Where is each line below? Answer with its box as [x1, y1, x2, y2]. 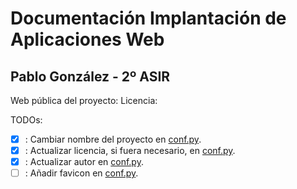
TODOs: [10, 114, 43, 126]
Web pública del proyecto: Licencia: [10, 95, 158, 106]
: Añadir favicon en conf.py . [24, 167, 139, 179]
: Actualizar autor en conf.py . [24, 156, 144, 168]
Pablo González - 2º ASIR [10, 68, 171, 85]
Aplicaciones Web [10, 28, 165, 51]
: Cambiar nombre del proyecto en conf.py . [24, 133, 202, 145]
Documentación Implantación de [10, 7, 287, 30]
